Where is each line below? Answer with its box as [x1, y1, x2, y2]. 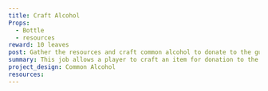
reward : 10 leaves [8, 41, 69, 49]
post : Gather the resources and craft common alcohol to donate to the [8, 48, 251, 56]
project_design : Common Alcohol [8, 63, 116, 71]
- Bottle [15, 26, 45, 34]
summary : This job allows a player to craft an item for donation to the [8, 56, 259, 64]
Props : [8, 19, 30, 27]
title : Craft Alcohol [8, 11, 81, 20]
